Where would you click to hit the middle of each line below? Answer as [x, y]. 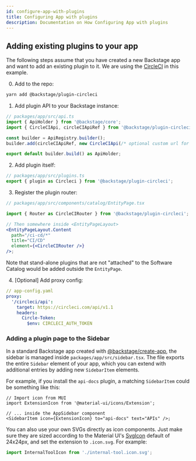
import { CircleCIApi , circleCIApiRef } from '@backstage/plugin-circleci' [100, 127]
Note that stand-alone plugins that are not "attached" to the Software [89, 263]
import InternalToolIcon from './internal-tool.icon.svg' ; [79, 453]
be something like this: [33, 387]
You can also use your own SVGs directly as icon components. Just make [94, 429]
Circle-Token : [39, 318]
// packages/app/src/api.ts [40, 117]
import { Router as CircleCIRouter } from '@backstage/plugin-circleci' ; [98, 214]
